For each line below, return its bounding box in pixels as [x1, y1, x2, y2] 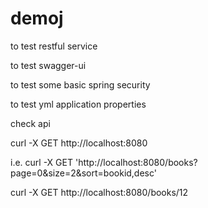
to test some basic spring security [10, 78, 151, 91]
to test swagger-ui [10, 59, 87, 71]
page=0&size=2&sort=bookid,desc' [10, 167, 157, 179]
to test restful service [10, 40, 98, 52]
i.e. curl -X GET [10, 156, 73, 168]
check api [10, 117, 51, 129]
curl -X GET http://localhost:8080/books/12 [10, 186, 189, 198]
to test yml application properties [10, 98, 147, 110]
